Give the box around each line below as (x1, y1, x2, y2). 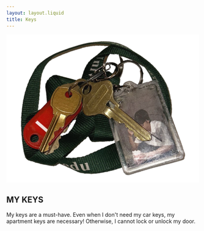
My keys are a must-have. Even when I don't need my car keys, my (6, 211, 175, 218)
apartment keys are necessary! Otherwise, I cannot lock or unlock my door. (6, 218, 195, 225)
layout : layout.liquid (6, 10, 64, 16)
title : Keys (6, 16, 37, 23)
